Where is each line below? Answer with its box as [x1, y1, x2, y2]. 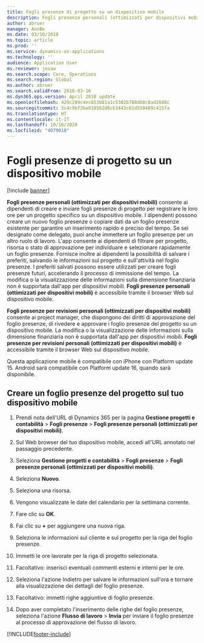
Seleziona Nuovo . [15, 475, 61, 482]
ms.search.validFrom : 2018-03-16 [7, 88, 91, 94]
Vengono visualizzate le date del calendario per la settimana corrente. [15, 498, 190, 506]
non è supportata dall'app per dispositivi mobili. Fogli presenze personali [7, 282, 190, 289]
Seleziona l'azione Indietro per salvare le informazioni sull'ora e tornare [15, 576, 193, 583]
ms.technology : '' [7, 54, 53, 60]
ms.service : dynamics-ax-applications [7, 49, 105, 55]
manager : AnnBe [7, 26, 45, 32]
